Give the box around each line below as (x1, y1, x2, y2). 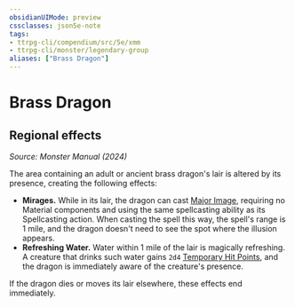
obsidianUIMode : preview (9, 12, 101, 22)
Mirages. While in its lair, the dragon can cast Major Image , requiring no (21, 195, 286, 205)
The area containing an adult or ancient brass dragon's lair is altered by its (9, 169, 282, 178)
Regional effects (9, 128, 102, 143)
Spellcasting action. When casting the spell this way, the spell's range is (21, 214, 286, 224)
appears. (21, 232, 55, 243)
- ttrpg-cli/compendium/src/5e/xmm (9, 37, 141, 47)
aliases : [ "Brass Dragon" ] (9, 54, 109, 63)
